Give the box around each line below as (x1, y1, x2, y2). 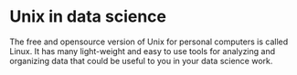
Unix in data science (9, 6, 167, 27)
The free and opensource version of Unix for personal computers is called (9, 36, 289, 47)
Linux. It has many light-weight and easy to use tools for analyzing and (9, 45, 276, 56)
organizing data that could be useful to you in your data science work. (9, 55, 273, 66)
